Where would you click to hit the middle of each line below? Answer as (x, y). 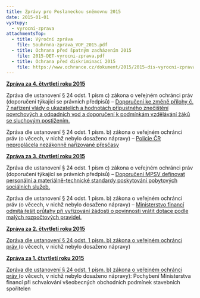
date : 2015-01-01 (28, 17)
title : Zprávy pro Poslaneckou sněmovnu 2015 (63, 12)
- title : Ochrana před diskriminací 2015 (64, 61)
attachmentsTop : (26, 34)
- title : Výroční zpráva (42, 39)
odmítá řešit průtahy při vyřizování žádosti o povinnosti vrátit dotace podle (97, 211)
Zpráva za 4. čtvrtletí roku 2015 (46, 84)
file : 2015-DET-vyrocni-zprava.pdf (61, 56)
